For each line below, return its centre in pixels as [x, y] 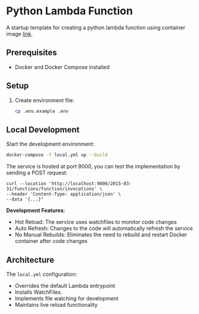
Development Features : [36, 211]
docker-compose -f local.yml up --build [57, 155]
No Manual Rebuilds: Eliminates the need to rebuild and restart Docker [101, 235]
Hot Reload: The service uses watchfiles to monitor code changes [96, 222]
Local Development [43, 130]
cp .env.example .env [41, 111]
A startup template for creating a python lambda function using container [96, 27]
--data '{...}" [25, 199]
